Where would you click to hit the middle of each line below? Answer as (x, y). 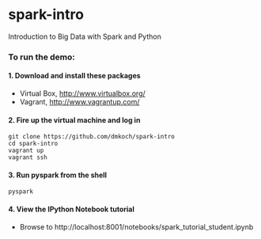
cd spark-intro (33, 144)
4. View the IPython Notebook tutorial (71, 209)
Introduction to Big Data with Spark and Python (85, 36)
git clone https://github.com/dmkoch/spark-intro (92, 137)
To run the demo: (42, 57)
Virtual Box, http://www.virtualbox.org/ (83, 93)
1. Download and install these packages (74, 76)
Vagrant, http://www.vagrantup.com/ (79, 102)
